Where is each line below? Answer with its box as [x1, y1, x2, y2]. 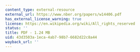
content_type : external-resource [5, 7, 75, 12]
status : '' [5, 26, 28, 31]
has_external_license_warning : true [5, 16, 81, 21]
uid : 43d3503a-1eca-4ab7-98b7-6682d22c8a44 [5, 35, 97, 40]
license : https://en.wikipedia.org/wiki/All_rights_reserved [5, 21, 135, 26]
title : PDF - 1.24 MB [5, 30, 50, 35]
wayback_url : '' [5, 40, 39, 45]
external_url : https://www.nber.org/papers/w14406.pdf [5, 12, 122, 17]
